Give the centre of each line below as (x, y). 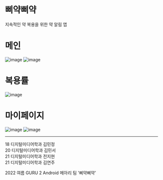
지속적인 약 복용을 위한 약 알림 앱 (36, 24)
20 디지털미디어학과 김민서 (30, 150)
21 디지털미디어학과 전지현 (30, 156)
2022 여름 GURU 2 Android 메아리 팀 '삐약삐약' (50, 173)
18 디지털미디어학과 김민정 (30, 144)
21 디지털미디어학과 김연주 (30, 162)
